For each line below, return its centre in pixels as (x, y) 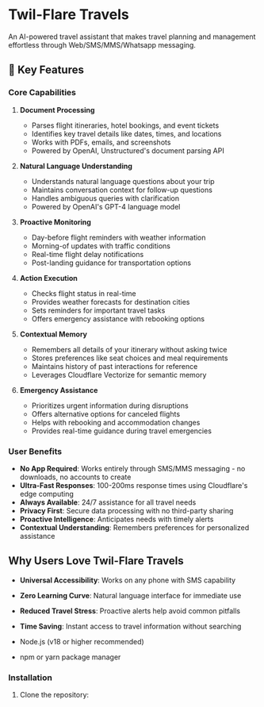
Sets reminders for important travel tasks (98, 310)
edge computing (46, 494)
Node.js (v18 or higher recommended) (82, 641)
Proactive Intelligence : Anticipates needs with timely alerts (117, 519)
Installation (31, 678)
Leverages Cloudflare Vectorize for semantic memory (119, 375)
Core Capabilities (42, 93)
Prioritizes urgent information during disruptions (110, 405)
